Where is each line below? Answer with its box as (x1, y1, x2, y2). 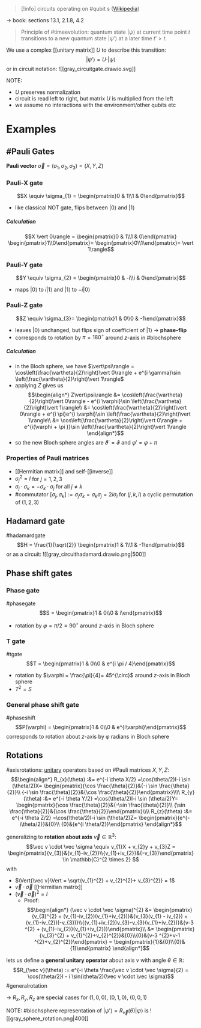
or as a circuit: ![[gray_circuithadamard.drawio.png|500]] (6, 550, 146, 558)
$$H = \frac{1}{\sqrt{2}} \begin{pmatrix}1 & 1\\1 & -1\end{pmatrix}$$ (17, 541, 185, 549)
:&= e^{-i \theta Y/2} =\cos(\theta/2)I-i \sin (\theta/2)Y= (43, 795, 179, 802)
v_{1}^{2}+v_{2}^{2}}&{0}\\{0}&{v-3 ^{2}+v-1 (71, 932, 181, 939)
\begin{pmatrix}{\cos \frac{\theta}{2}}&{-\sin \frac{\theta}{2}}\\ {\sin (16, 801, 186, 808)
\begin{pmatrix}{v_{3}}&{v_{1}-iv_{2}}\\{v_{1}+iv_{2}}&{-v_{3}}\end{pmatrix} (8, 849, 194, 857)
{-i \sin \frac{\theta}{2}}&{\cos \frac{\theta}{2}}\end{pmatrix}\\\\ (22, 788, 181, 796)
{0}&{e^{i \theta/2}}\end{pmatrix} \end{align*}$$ (61, 820, 182, 828)
